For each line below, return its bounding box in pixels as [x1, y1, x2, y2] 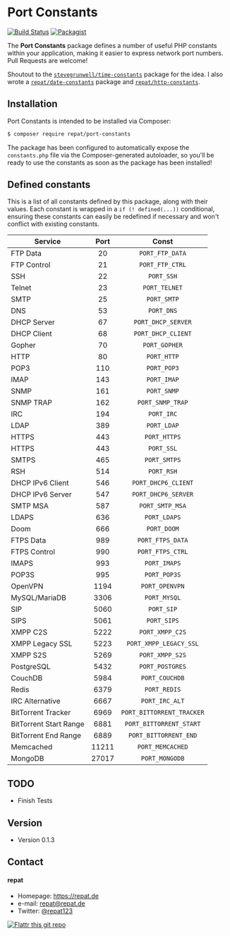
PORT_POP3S [144, 571, 181, 579]
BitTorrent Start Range [11, 719, 85, 729]
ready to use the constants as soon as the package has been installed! [7, 158, 212, 167]
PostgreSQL [11, 662, 51, 672]
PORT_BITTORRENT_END [128, 732, 198, 740]
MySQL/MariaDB [11, 593, 67, 603]
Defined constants [7, 179, 91, 191]
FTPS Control [11, 547, 55, 557]
